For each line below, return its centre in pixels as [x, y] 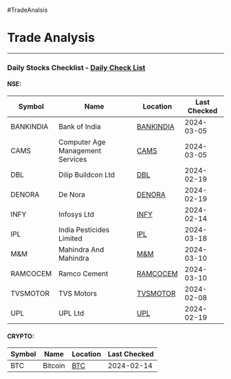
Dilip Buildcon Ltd [87, 175]
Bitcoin [54, 366]
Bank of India [79, 127]
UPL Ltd [71, 314]
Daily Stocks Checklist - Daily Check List [76, 67]
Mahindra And [81, 250]
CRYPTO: [21, 336]
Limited [70, 239]
